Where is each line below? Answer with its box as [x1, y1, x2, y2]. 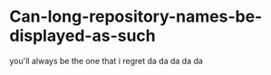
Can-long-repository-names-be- [9, 6, 263, 27]
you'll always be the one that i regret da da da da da [9, 55, 204, 66]
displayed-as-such [9, 25, 156, 46]
